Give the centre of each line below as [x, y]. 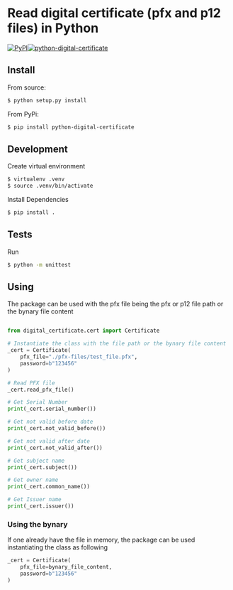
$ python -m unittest [39, 264]
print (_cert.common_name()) [49, 487]
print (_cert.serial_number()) [52, 409]
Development [38, 149]
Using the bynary [38, 524]
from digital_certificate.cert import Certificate [84, 331]
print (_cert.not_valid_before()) [57, 429]
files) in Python [53, 28]
